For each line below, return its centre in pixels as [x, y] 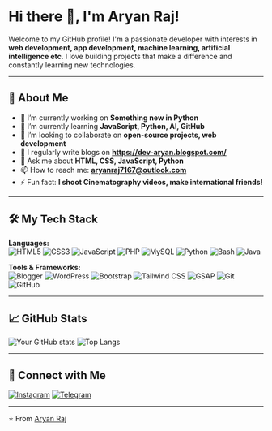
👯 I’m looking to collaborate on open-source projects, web [118, 135]
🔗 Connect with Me [57, 375]
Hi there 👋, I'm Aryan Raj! [94, 17]
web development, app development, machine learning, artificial [119, 47]
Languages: [29, 243]
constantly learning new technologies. [72, 65]
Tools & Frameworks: [45, 267]
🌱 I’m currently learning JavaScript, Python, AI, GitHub [112, 126]
